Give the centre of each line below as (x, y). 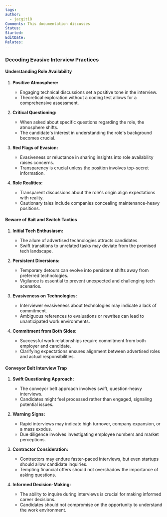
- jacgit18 (21, 19)
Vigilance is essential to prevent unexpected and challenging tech (87, 281)
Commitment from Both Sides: (44, 331)
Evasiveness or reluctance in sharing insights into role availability (86, 157)
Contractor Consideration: (40, 449)
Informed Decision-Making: (42, 485)
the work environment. (43, 510)
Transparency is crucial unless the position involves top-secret (84, 168)
